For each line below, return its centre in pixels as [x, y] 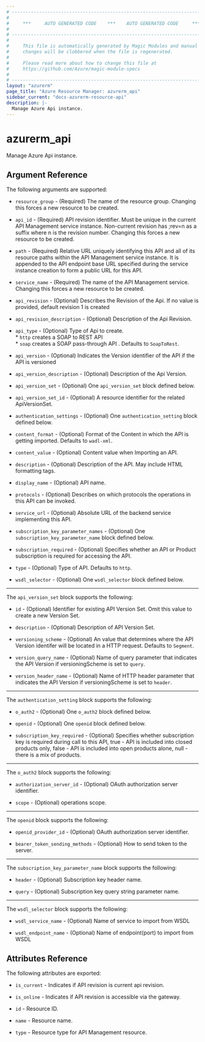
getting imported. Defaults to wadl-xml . [64, 441]
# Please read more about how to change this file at [81, 63]
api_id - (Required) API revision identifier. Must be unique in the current [106, 220]
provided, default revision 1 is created [62, 307]
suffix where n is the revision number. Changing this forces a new [97, 233]
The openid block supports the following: [57, 820]
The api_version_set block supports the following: [70, 597]
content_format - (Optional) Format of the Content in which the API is [102, 434]
